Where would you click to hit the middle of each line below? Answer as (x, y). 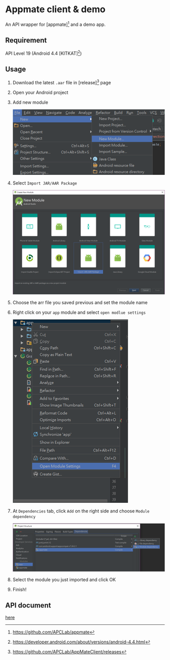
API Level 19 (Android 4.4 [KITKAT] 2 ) (44, 53)
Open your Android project (40, 92)
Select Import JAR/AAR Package (45, 183)
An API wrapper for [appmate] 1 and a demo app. (55, 24)
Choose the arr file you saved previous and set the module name (80, 302)
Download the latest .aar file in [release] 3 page (62, 82)
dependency (24, 517)
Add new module (30, 102)
